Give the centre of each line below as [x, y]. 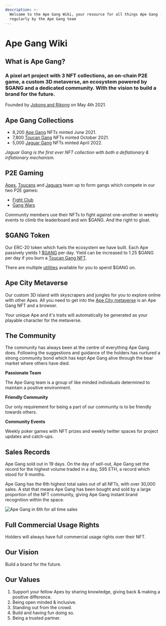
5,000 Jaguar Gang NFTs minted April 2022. [57, 143]
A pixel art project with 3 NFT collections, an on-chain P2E [77, 76]
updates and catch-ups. [30, 437]
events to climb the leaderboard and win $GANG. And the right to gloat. [78, 220]
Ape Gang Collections [40, 120]
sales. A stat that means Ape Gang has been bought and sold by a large [78, 489]
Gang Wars [24, 205]
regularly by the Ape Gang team [43, 19]
